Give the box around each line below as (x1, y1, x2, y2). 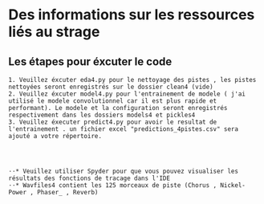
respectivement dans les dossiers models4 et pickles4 (8, 111, 196, 119)
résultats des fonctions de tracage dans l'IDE (8, 174, 171, 182)
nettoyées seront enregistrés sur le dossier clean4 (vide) (8, 83, 214, 91)
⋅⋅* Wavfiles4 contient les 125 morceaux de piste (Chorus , (8, 182, 217, 190)
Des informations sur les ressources (8, 6, 255, 24)
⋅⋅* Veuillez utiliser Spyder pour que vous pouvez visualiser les (8, 167, 239, 175)
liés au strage (8, 22, 100, 41)
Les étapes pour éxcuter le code (8, 55, 173, 68)
